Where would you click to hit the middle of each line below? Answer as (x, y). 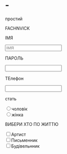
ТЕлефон (14, 78)
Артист (19, 134)
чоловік (20, 109)
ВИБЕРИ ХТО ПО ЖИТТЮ (32, 124)
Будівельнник (26, 146)
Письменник (24, 140)
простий (14, 19)
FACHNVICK (18, 28)
